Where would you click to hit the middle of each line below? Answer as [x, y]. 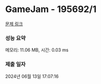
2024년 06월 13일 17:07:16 [32, 76]
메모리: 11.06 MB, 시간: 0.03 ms [37, 50]
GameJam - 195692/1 [51, 9]
